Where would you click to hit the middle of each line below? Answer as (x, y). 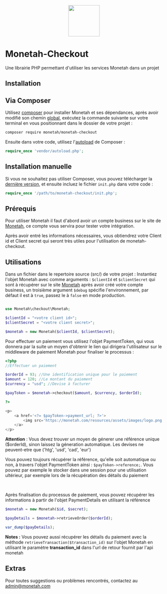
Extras (15, 569)
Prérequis (21, 209)
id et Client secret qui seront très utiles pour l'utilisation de (65, 241)
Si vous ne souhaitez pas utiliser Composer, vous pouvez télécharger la (79, 178)
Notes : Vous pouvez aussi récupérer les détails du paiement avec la (76, 536)
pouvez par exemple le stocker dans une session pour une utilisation (76, 470)
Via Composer (28, 100)
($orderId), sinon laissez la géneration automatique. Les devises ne (74, 444)
